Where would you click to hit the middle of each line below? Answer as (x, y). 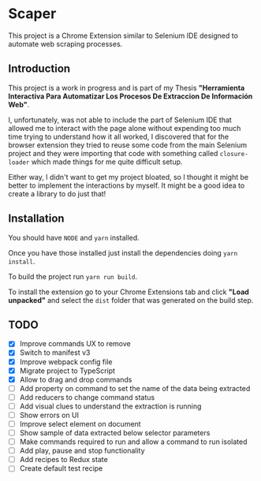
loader (19, 162)
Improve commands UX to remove (75, 344)
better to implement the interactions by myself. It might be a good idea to (127, 185)
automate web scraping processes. (65, 43)
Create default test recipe (61, 468)
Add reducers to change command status (87, 397)
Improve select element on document (80, 423)
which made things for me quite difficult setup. (107, 162)
